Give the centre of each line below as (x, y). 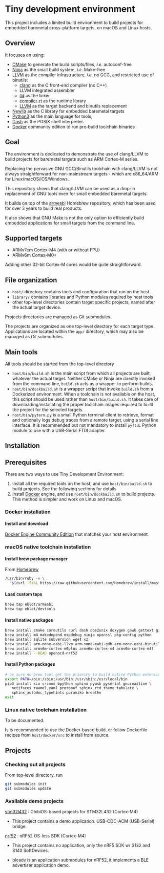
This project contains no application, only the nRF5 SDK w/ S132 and (81, 845)
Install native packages (29, 620)
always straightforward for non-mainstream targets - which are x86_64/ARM (82, 174)
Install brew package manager (36, 559)
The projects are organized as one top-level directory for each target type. (80, 327)
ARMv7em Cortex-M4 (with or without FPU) (56, 250)
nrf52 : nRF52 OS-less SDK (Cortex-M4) (46, 836)
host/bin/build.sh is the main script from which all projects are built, (82, 373)
